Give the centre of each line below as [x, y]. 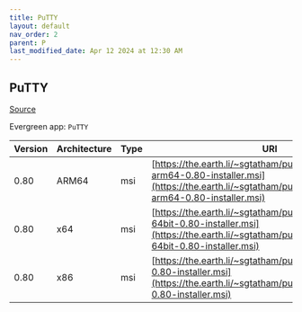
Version [31, 148]
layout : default [40, 26]
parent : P [28, 43]
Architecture [84, 148]
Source [22, 109]
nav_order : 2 [34, 34]
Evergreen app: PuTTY [49, 126]
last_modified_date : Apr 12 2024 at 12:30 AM [96, 51]
